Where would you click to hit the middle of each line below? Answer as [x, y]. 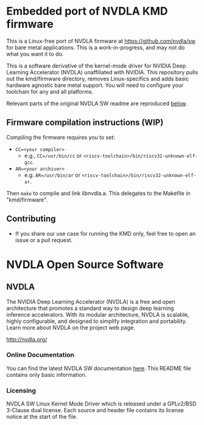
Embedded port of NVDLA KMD [87, 11]
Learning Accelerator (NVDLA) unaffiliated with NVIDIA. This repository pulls [102, 72]
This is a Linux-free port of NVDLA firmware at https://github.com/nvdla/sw [101, 41]
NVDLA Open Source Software [85, 265]
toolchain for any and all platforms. [50, 91]
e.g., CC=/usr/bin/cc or [53, 155]
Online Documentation [40, 355]
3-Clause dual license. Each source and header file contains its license [95, 410]
